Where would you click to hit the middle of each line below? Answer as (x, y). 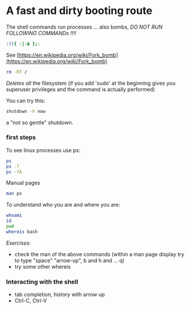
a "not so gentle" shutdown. (40, 122)
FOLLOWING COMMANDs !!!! (41, 33)
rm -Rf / (17, 72)
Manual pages (23, 183)
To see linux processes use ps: (43, 150)
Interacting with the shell (42, 281)
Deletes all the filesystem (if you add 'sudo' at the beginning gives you (91, 83)
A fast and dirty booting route (80, 11)
